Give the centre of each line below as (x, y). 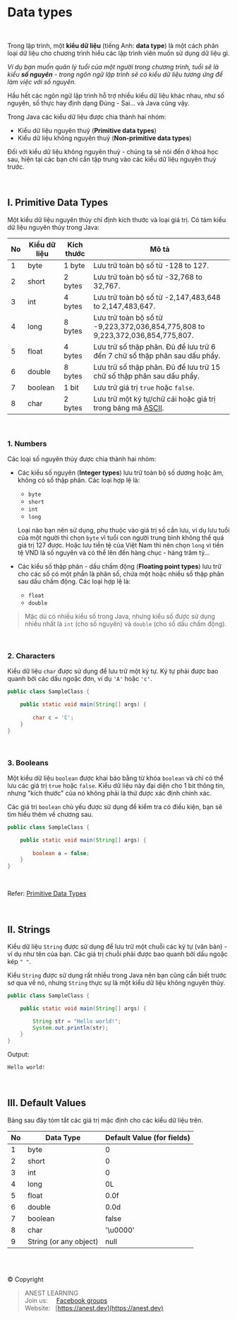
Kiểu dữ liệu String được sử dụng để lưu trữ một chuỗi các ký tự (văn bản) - (117, 946)
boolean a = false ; (61, 853)
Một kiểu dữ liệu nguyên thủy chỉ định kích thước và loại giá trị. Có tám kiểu (117, 219)
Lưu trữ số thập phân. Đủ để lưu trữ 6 (155, 347)
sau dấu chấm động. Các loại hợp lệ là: (74, 581)
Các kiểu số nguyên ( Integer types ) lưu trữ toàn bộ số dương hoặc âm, (121, 473)
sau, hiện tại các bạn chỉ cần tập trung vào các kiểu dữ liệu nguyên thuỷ (112, 159)
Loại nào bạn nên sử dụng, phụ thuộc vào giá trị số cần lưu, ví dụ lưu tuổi (123, 530)
